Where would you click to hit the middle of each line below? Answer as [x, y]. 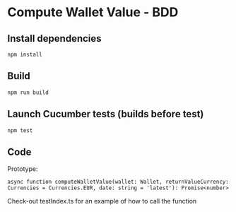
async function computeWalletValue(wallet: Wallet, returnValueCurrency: [118, 182]
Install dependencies [54, 39]
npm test [20, 130]
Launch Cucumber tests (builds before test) [106, 114]
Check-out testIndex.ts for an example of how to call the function [102, 201]
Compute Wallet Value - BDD [93, 12]
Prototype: [23, 169]
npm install [25, 54]
